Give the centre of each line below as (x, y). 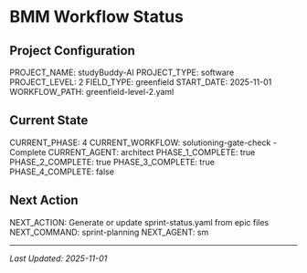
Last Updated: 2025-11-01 (58, 258)
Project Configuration (72, 51)
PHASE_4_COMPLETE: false (62, 172)
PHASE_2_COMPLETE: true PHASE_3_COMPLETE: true (112, 162)
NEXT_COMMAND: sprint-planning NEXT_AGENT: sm (109, 232)
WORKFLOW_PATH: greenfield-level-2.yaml (92, 92)
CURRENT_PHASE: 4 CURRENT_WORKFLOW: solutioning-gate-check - (143, 142)
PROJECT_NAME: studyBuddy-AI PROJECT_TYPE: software (122, 72)
